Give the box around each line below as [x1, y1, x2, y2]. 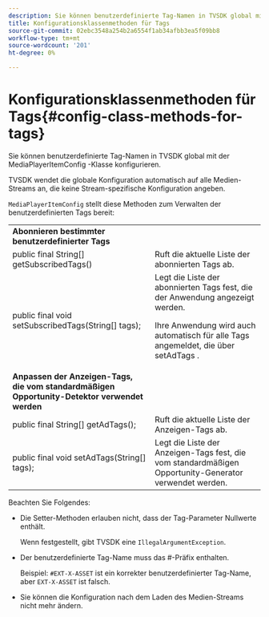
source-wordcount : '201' [8, 42, 91, 50]
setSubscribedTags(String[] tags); [12, 320, 142, 331]
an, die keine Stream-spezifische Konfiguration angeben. [37, 183, 226, 193]
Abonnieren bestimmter [12, 225, 106, 236]
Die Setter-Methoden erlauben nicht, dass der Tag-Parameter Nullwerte [19, 513, 257, 522]
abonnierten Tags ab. [155, 258, 235, 269]
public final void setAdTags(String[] [12, 452, 147, 463]
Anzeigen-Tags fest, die [155, 446, 247, 458]
